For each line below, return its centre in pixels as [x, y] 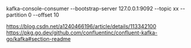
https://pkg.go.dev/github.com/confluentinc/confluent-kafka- [82, 33]
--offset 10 [46, 15]
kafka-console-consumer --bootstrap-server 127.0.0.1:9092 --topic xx [93, 9]
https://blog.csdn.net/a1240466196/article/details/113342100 [81, 26]
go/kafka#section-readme [38, 39]
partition [16, 15]
